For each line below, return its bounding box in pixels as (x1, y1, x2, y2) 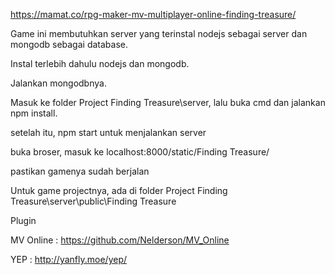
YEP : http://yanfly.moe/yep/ (10, 254, 128, 265)
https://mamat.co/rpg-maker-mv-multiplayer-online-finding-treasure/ (10, 9, 297, 20)
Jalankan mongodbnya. (10, 77, 107, 89)
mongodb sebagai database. (10, 39, 128, 50)
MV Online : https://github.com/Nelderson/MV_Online (10, 234, 230, 246)
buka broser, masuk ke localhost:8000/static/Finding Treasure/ (10, 146, 270, 158)
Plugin (10, 215, 37, 226)
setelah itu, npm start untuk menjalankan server (10, 127, 207, 138)
